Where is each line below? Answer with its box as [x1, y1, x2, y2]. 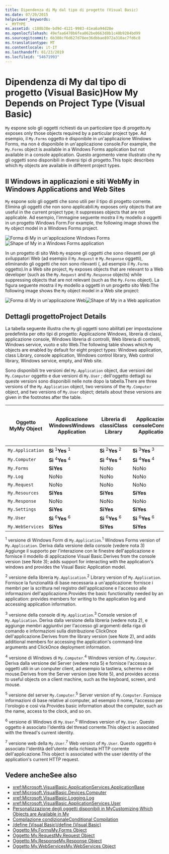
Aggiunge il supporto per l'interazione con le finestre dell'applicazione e [5, 548, 155, 554]
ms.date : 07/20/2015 [5, 12, 49, 17]
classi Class [100, 422, 128, 429]
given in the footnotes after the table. [5, 394, 82, 400]
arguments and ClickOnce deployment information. [5, 644, 111, 650]
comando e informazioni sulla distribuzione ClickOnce [5, 628, 117, 634]
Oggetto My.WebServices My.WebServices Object [12, 843, 116, 849]
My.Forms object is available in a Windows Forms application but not [5, 146, 145, 152]
